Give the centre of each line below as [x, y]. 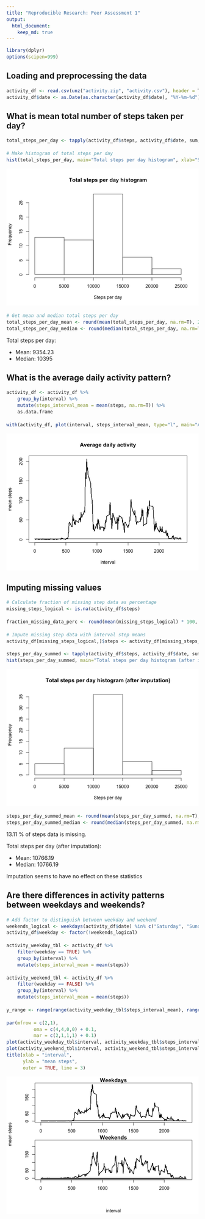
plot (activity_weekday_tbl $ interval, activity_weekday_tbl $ [85, 1042]
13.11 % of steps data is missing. [46, 834]
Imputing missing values [54, 587]
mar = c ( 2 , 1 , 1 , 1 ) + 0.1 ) [65, 1036]
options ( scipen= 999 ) [33, 57]
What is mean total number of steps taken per [95, 116]
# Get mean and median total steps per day [63, 315]
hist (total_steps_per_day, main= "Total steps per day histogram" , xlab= [101, 160]
